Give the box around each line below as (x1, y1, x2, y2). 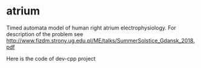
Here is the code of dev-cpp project (6, 55, 96, 62)
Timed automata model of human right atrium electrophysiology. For (6, 24, 177, 31)
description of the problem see (6, 30, 84, 37)
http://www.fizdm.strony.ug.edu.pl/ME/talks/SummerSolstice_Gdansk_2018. (6, 37, 195, 44)
